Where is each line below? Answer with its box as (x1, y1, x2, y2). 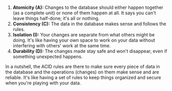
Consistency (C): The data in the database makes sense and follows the (12, 21, 166, 27)
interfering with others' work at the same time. (12, 43, 111, 48)
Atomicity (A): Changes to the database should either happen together (12, 5, 163, 10)
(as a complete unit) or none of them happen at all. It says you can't (12, 10, 156, 16)
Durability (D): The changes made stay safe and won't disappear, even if (12, 48, 167, 54)
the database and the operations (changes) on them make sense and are (5, 69, 159, 75)
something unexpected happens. (12, 53, 83, 60)
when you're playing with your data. (5, 80, 81, 86)
